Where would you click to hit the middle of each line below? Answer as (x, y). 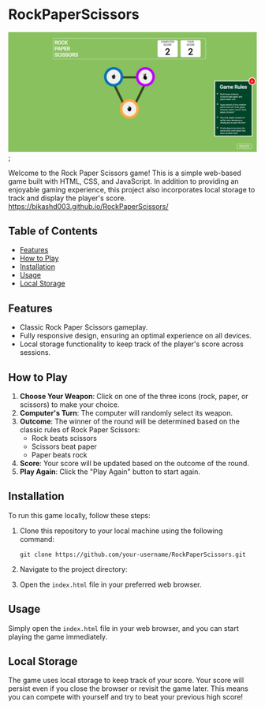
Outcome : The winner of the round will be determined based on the (130, 422)
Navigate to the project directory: (73, 569)
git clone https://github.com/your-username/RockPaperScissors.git (132, 554)
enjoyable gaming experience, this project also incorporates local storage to (132, 189)
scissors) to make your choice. (69, 405)
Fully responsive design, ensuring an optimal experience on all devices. (136, 336)
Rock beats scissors (64, 438)
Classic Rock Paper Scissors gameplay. (84, 327)
